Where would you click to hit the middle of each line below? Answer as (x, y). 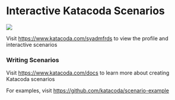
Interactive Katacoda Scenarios (85, 11)
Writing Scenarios (33, 60)
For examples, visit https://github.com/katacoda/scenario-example (87, 91)
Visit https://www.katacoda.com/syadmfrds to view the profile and (87, 38)
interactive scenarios (32, 44)
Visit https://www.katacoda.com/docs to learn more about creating (88, 73)
